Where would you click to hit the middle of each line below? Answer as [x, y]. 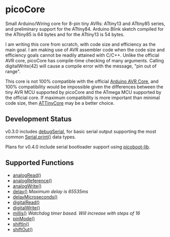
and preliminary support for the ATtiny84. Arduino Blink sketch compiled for [85, 29]
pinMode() [24, 219]
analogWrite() [27, 186]
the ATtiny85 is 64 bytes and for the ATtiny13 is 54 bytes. [65, 34]
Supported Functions [40, 163]
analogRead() [27, 175]
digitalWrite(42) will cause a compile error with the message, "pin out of [81, 66]
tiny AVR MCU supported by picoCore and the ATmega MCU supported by [83, 92]
